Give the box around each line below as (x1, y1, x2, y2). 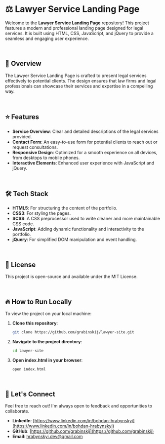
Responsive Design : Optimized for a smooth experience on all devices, (12, 149, 158, 155)
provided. (12, 133, 32, 139)
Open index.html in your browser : (12, 357, 83, 363)
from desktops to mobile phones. (12, 155, 80, 161)
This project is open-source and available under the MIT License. (5, 274, 138, 280)
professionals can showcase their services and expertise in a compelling (5, 83, 153, 89)
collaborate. (5, 408, 30, 414)
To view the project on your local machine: (5, 311, 92, 317)
